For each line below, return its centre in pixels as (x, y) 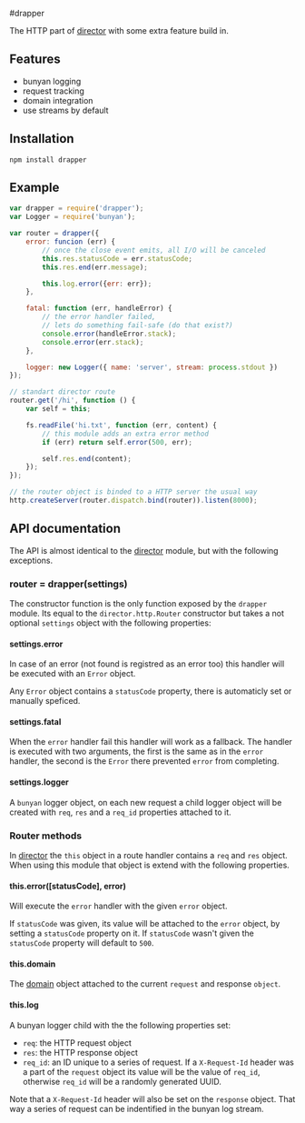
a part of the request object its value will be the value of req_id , (141, 1071)
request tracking (53, 91)
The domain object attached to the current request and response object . (145, 984)
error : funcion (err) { (71, 242)
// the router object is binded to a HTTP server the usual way (133, 492)
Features (35, 60)
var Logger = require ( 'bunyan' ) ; (73, 217)
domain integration (58, 100)
